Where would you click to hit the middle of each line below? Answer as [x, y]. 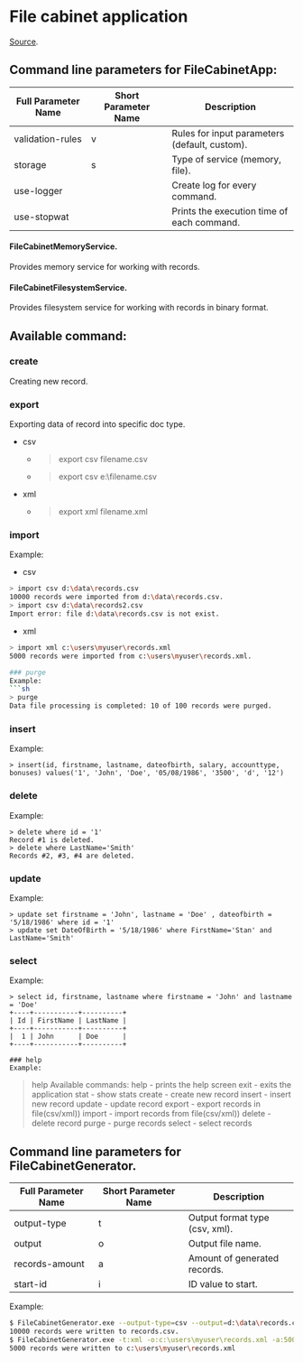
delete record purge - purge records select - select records [142, 1123]
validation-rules [48, 139]
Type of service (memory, [227, 159]
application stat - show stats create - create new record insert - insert [161, 1095]
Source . [24, 42]
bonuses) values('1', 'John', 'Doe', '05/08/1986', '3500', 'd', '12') [147, 774]
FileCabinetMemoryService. [64, 246]
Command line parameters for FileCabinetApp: [143, 70]
